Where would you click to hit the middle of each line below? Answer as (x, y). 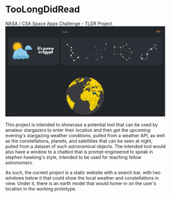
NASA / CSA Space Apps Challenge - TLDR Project (59, 23)
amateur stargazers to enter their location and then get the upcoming (78, 130)
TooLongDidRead (43, 9)
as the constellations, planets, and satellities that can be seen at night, (79, 141)
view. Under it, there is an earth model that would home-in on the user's (81, 183)
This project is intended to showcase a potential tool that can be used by (82, 125)
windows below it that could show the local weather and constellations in (82, 178)
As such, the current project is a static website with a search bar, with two (83, 173)
